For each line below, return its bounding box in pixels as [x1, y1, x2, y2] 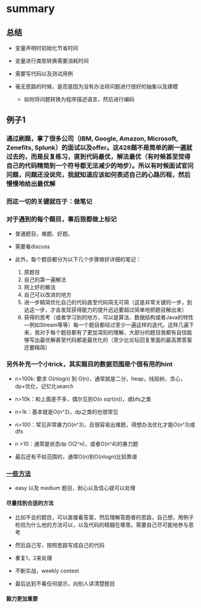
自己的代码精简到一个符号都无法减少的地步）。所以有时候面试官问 [6, 161, 194, 170]
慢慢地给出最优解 [6, 180, 56, 188]
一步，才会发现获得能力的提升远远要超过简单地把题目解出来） [34, 306, 187, 313]
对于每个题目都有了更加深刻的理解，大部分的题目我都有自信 [40, 328, 187, 336]
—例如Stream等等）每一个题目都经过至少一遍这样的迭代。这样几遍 [23, 321, 189, 328]
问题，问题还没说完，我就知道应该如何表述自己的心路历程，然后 [6, 171, 191, 179]
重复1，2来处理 [14, 554, 53, 562]
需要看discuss [14, 243, 50, 250]
